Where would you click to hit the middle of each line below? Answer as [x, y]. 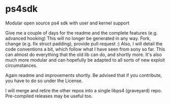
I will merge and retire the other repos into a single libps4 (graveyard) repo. [84, 90]
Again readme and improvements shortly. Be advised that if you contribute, [84, 75]
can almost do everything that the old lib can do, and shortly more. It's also [84, 55]
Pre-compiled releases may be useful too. [49, 96]
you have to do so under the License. [44, 81]
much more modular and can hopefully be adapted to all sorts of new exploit [85, 60]
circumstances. [21, 65]
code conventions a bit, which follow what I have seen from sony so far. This [85, 49]
